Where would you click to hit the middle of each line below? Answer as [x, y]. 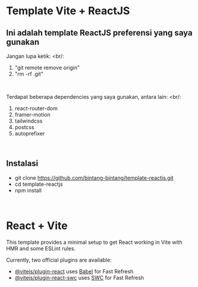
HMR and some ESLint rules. [41, 248]
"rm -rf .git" [29, 74]
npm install [28, 190]
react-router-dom [36, 108]
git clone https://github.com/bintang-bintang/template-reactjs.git [94, 178]
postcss [24, 127]
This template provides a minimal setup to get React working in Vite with [94, 242]
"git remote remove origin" [47, 67]
